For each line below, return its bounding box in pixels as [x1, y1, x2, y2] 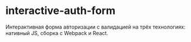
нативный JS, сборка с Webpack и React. [5, 29, 109, 36]
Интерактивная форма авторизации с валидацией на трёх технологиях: [5, 23, 186, 30]
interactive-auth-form [5, 4, 116, 17]
